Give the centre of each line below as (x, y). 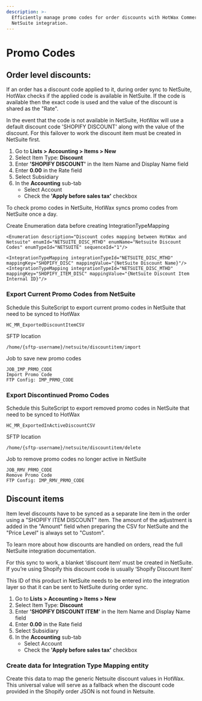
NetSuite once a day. (32, 214)
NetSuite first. (23, 140)
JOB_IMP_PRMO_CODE (29, 369)
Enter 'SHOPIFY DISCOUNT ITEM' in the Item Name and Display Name (103, 611)
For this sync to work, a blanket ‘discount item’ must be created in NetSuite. (100, 562)
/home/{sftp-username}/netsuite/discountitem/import (74, 347)
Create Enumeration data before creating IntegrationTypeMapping (88, 226)
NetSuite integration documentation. (51, 551)
